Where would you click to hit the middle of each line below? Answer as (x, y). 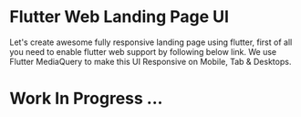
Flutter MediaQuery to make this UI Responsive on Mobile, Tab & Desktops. (150, 61)
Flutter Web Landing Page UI (119, 17)
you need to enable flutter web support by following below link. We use (143, 51)
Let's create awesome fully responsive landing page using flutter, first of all (151, 42)
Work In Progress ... (86, 99)
